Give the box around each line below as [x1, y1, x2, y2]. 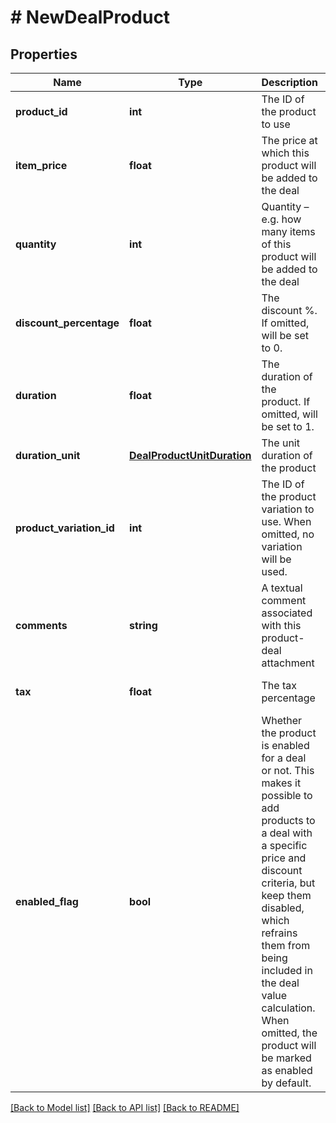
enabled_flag [15, 895, 79, 908]
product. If [261, 395, 311, 408]
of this [261, 237, 292, 251]
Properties [10, 46, 78, 63]
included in [261, 964, 313, 977]
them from [261, 939, 311, 952]
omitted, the [261, 1026, 318, 1040]
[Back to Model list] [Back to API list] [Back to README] [10, 1102, 240, 1113]
